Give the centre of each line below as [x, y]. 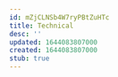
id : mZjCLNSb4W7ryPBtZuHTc [59, 17]
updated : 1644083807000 [54, 42]
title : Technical [42, 26]
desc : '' [25, 34]
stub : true [29, 58]
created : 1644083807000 [54, 50]
